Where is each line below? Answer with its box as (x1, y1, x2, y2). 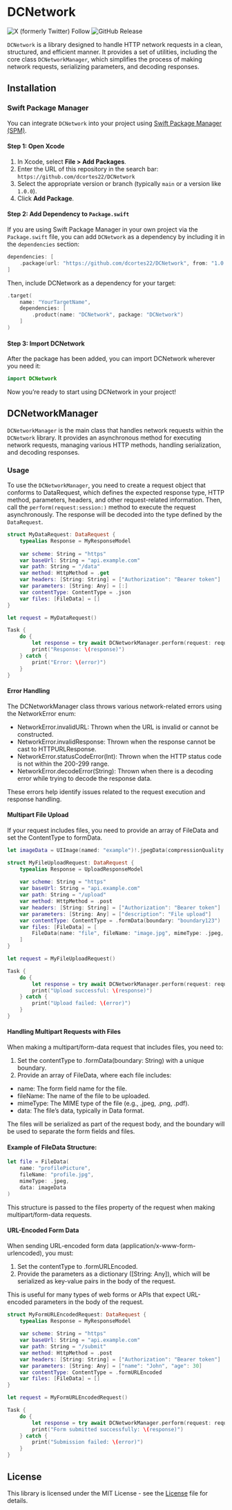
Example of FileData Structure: (7, 1143, 97, 1151)
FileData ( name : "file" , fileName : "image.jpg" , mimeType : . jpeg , (32, 930, 224, 937)
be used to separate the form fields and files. (7, 1127, 135, 1135)
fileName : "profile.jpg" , (19, 1171, 95, 1178)
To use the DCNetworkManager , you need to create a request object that (7, 481, 206, 489)
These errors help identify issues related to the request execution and (7, 787, 206, 795)
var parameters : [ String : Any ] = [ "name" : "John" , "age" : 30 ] (19, 1362, 202, 1369)
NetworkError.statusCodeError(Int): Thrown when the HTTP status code (17, 752, 222, 760)
